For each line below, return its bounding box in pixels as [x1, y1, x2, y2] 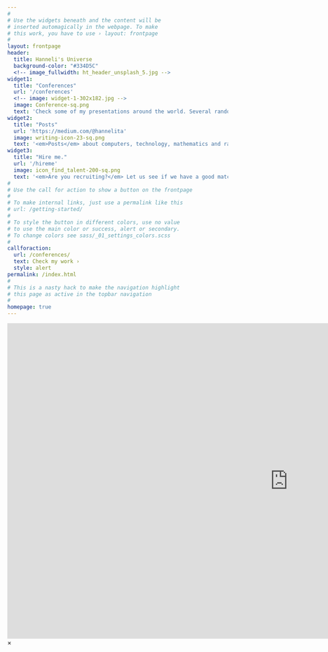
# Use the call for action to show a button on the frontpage [7, 186, 193, 193]
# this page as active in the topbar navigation [7, 290, 152, 298]
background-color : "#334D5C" [13, 62, 99, 69]
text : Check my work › [13, 258, 80, 265]
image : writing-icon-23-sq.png [13, 134, 105, 141]
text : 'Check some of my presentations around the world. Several [13, 108, 212, 115]
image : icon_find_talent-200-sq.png [13, 166, 121, 174]
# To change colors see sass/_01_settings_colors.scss [7, 232, 171, 239]
